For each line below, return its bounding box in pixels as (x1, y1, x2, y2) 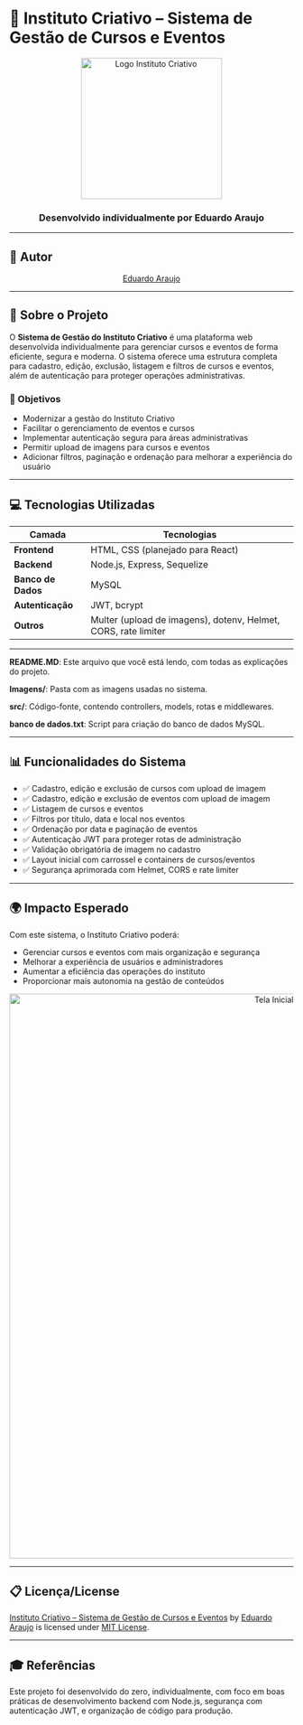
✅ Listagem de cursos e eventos (22, 803, 144, 814)
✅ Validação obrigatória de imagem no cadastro (22, 844, 201, 855)
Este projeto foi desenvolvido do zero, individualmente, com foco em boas (9, 1686, 286, 1697)
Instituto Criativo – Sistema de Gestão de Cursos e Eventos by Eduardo (9, 1612, 273, 1623)
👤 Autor (9, 248, 53, 265)
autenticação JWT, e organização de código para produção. (9, 1705, 234, 1716)
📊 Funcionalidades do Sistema (9, 755, 187, 770)
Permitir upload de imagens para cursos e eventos (22, 442, 210, 453)
